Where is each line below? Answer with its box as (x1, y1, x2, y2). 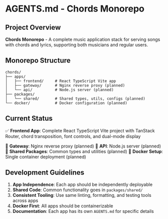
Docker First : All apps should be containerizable (12, 203, 114, 209)
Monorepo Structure (5, 56, 71, 65)
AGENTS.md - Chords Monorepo (5, 3, 145, 15)
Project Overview (5, 23, 61, 32)
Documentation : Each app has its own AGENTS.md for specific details (12, 208, 154, 214)
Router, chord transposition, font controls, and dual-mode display (5, 133, 141, 139)
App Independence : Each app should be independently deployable (12, 182, 153, 188)
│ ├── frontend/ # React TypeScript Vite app (5, 79, 116, 84)
